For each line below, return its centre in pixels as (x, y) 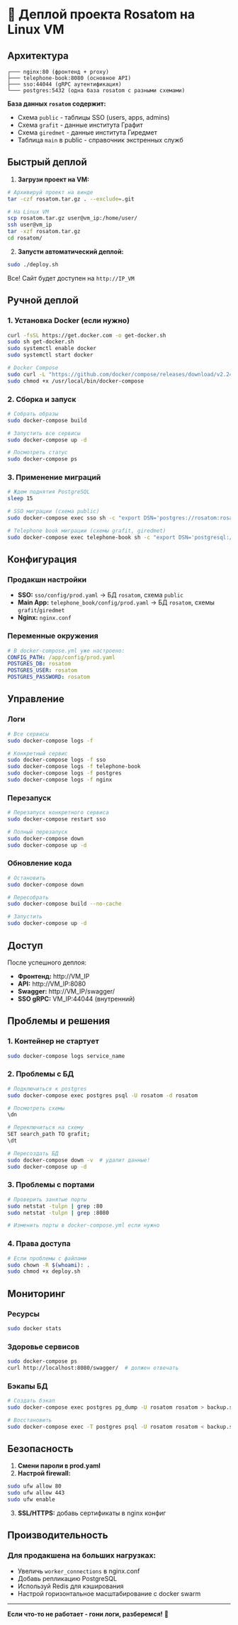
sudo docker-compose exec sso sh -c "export (74, 518)
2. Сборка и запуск (42, 399)
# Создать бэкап (31, 1401)
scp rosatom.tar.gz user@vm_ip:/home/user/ (73, 218)
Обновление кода (40, 863)
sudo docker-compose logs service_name (66, 1056)
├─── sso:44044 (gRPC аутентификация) (64, 84)
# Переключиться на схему (45, 1128)
